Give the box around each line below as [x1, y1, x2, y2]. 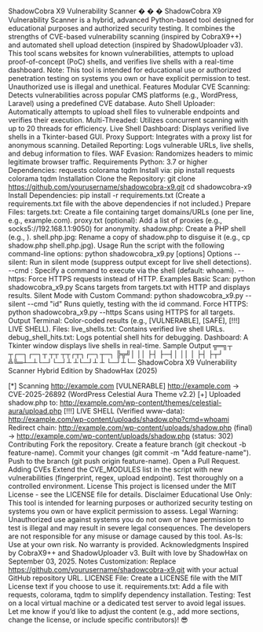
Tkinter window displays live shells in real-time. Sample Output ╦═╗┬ [8, 341, 233, 350]
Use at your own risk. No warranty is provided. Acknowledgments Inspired [8, 540, 249, 549]
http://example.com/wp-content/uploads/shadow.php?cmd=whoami [8, 415, 230, 424]
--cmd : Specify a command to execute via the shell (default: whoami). [8, 266, 237, 275]
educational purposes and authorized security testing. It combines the [8, 24, 236, 33]
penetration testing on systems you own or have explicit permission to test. [8, 74, 251, 83]
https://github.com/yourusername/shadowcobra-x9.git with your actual [8, 565, 239, 574]
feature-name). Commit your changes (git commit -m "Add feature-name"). [8, 448, 251, 457]
